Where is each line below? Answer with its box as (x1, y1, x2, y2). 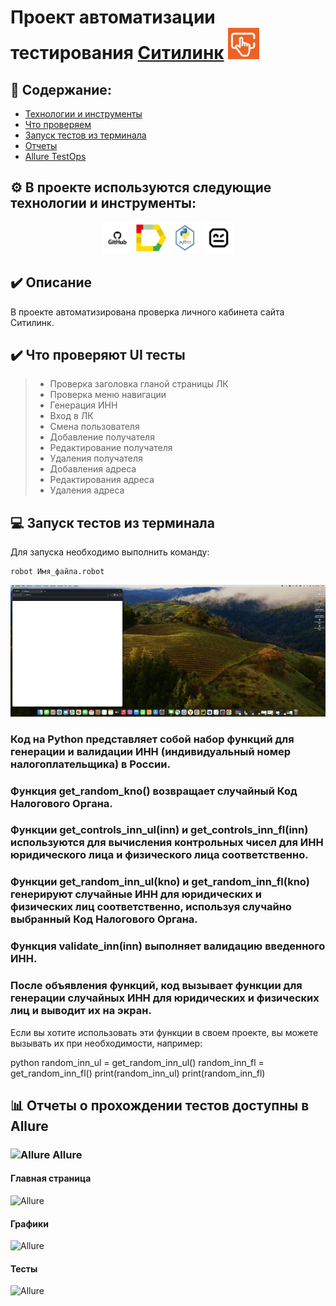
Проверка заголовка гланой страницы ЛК (49, 378, 229, 390)
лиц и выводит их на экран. (10, 1004, 152, 1018)
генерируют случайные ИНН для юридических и (10, 887, 262, 901)
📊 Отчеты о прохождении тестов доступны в (10, 1097, 310, 1114)
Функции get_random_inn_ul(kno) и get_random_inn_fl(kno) (10, 875, 310, 889)
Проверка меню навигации (49, 389, 167, 401)
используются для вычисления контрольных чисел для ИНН (10, 836, 324, 850)
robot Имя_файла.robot (10, 567, 105, 577)
